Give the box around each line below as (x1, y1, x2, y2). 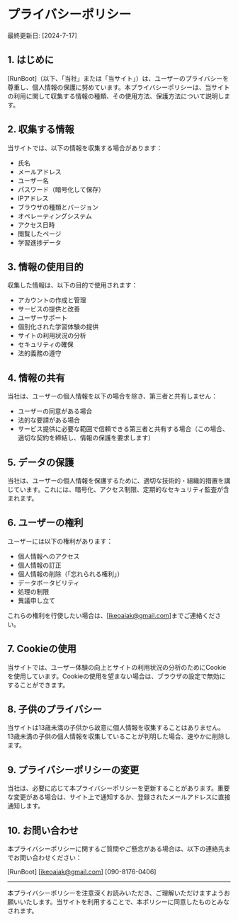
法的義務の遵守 (17, 349, 62, 357)
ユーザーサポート (17, 314, 68, 322)
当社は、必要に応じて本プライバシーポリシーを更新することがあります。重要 (7, 784, 230, 793)
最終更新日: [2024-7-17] (7, 31, 78, 40)
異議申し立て (17, 596, 55, 605)
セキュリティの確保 (17, 341, 74, 349)
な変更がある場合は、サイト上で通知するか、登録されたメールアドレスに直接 (7, 793, 231, 801)
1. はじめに (7, 54, 55, 66)
